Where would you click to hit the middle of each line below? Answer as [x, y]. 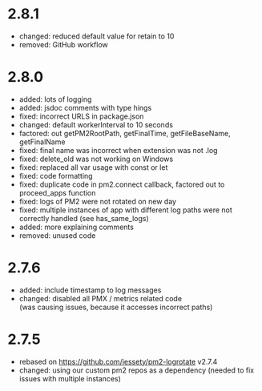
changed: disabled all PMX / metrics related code [100, 298]
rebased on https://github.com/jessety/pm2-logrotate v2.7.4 [118, 361]
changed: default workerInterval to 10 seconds [96, 124]
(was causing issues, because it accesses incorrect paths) [116, 307]
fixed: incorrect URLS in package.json [81, 116]
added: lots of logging [55, 99]
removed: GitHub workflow [64, 44]
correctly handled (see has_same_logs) [84, 218]
